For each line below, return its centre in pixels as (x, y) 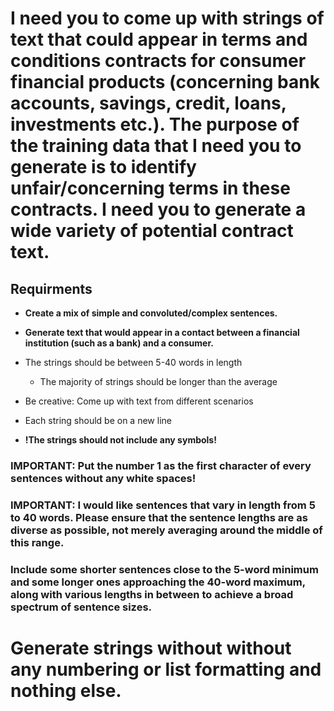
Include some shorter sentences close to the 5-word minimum (164, 569)
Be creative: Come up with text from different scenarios (139, 401)
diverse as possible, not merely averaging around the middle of (166, 530)
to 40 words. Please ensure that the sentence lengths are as (159, 517)
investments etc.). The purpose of (155, 124)
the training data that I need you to (156, 146)
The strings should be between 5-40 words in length (133, 362)
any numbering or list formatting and (166, 669)
